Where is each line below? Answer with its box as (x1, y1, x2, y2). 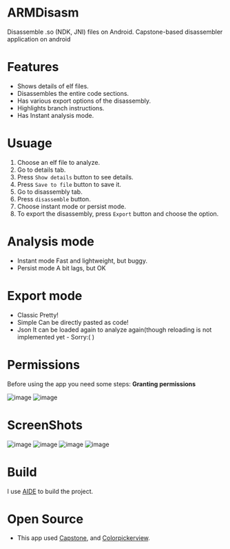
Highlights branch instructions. (17, 103, 105, 112)
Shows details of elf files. (17, 81, 90, 90)
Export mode (7, 288, 83, 303)
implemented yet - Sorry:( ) (17, 332, 95, 341)
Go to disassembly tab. (17, 188, 83, 196)
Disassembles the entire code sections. (17, 89, 129, 97)
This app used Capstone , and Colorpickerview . (17, 534, 150, 542)
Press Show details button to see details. (17, 172, 134, 181)
